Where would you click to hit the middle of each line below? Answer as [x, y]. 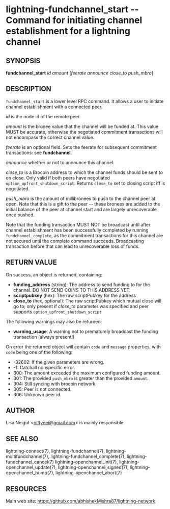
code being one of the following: [39, 352]
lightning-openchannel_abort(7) [89, 473]
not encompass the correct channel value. [50, 137]
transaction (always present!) [44, 337]
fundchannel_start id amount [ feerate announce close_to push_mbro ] [80, 73]
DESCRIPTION [29, 89]
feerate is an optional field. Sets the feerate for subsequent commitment [81, 147]
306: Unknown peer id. [37, 394]
